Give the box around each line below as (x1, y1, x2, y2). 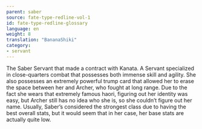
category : (6, 43, 31, 49)
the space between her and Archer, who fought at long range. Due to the (6, 84, 187, 91)
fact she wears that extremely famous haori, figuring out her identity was (6, 90, 188, 97)
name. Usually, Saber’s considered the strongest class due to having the (6, 103, 186, 110)
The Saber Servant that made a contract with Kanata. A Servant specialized (6, 64, 195, 72)
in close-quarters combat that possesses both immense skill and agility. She (6, 71, 197, 78)
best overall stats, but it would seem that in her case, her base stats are (6, 109, 184, 116)
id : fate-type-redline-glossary (6, 20, 88, 26)
